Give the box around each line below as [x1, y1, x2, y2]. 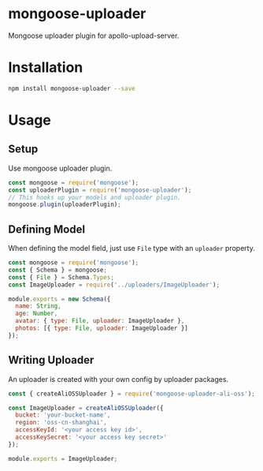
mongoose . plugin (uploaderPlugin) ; [8, 200, 122, 209]
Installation [8, 58, 83, 77]
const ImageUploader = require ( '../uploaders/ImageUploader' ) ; [8, 281, 220, 289]
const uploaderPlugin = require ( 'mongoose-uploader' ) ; [8, 186, 192, 194]
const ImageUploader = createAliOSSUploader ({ [8, 404, 164, 412]
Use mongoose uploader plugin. [8, 163, 113, 173]
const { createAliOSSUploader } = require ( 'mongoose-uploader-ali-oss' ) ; [8, 390, 256, 398]
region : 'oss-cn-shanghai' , [15, 419, 108, 427]
